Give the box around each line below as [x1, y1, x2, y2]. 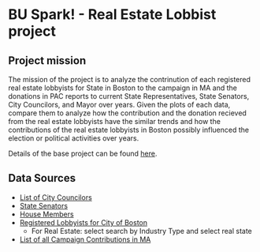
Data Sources [8, 171, 76, 185]
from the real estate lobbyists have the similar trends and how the [8, 117, 221, 126]
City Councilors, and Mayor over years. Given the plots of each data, [8, 100, 231, 109]
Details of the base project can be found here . [8, 149, 158, 158]
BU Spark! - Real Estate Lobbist [8, 6, 217, 24]
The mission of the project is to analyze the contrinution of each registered [8, 75, 251, 84]
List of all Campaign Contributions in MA [19, 235, 151, 244]
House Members [19, 209, 74, 219]
